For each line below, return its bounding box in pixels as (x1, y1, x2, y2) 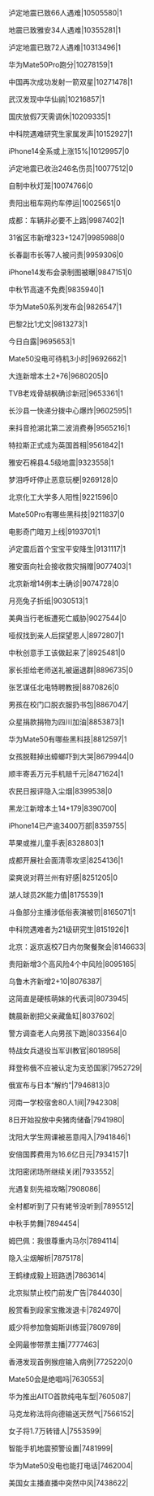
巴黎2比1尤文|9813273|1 (8, 319, 88, 329)
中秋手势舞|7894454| (8, 1218, 79, 1228)
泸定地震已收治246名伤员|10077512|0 (8, 164, 134, 173)
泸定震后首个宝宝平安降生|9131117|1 (8, 545, 126, 553)
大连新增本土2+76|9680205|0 (8, 371, 109, 381)
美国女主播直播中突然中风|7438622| (8, 1478, 129, 1488)
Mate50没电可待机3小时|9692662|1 (8, 354, 127, 363)
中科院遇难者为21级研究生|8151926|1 (8, 925, 130, 934)
